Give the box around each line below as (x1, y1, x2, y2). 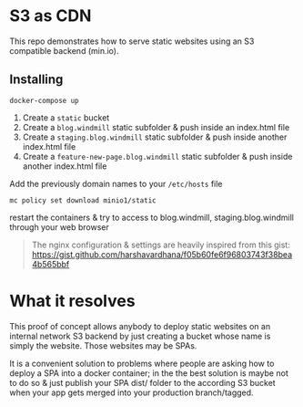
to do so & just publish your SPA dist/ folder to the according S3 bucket (9, 377, 276, 388)
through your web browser (9, 221, 109, 233)
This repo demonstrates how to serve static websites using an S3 (9, 36, 255, 47)
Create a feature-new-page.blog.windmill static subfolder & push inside (22, 151, 293, 162)
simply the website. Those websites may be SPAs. (9, 339, 197, 351)
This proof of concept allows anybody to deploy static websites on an (9, 320, 271, 331)
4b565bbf (31, 258, 70, 269)
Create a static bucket (22, 111, 110, 123)
